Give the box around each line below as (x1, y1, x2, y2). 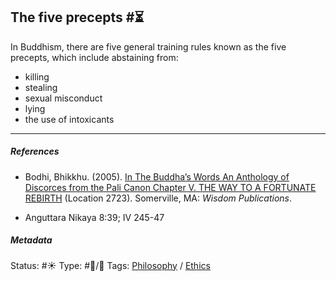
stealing (24, 81, 58, 93)
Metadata (10, 234, 53, 246)
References (10, 145, 60, 158)
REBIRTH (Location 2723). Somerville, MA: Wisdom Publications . (24, 192, 293, 204)
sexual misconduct (24, 92, 103, 104)
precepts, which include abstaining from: (10, 51, 179, 63)
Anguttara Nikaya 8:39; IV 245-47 (24, 211, 165, 223)
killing (24, 70, 50, 83)
